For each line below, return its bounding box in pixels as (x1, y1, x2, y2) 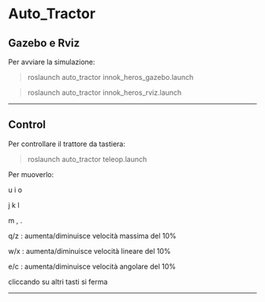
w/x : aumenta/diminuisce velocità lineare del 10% (8, 246, 171, 255)
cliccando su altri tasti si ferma (8, 277, 108, 286)
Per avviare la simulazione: (8, 57, 95, 66)
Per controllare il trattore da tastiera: (8, 139, 126, 149)
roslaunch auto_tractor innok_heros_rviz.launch (27, 88, 182, 97)
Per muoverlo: (8, 169, 54, 179)
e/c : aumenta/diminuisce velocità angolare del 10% (8, 262, 176, 271)
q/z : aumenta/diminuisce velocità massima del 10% (8, 231, 177, 240)
